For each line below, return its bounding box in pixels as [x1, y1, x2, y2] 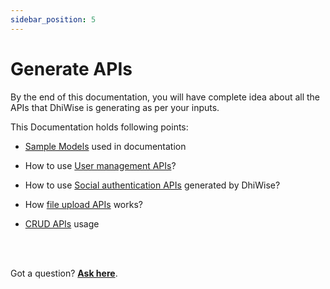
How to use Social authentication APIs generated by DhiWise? [24, 179, 281, 191]
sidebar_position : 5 [10, 14, 97, 25]
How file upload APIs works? [24, 198, 143, 210]
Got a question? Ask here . [10, 267, 118, 279]
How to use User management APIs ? [24, 159, 177, 171]
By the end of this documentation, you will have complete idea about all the [10, 91, 321, 103]
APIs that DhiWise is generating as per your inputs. [10, 101, 220, 113]
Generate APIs [10, 57, 133, 80]
